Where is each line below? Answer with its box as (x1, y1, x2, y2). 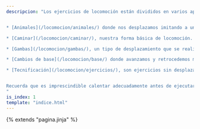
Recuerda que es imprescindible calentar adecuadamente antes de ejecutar (6, 83, 196, 89)
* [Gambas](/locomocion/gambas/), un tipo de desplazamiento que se (6, 46, 180, 52)
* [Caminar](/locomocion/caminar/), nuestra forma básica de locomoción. (6, 35, 193, 41)
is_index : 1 (6, 94, 36, 100)
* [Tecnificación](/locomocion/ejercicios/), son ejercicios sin (6, 67, 171, 73)
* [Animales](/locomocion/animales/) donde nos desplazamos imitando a (6, 24, 187, 30)
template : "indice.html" (6, 99, 68, 105)
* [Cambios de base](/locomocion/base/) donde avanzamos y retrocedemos (6, 57, 190, 63)
